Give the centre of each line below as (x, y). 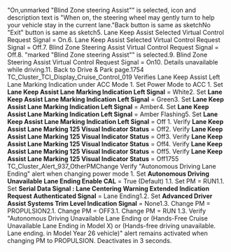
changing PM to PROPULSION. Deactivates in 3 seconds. (90, 240)
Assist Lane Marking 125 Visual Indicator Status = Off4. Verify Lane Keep (115, 144)
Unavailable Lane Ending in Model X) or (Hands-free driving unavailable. (111, 226)
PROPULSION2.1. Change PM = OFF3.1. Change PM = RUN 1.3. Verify (107, 211)
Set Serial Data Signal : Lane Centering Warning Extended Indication (108, 189)
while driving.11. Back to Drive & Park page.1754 (76, 70)
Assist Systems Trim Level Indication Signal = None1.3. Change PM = (109, 203)
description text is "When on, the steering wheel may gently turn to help (111, 17)
